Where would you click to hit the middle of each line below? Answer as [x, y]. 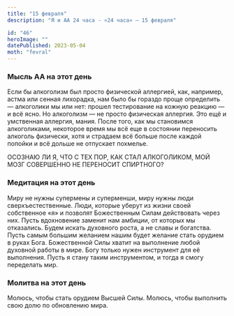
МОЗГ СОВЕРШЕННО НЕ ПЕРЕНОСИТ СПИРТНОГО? [86, 165]
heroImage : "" [28, 39]
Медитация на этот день [51, 183]
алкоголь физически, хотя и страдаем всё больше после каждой [104, 136]
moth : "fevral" [29, 52]
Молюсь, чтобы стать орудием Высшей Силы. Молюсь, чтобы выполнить [117, 298]
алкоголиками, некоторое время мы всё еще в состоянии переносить [112, 129]
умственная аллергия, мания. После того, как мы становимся [100, 121]
